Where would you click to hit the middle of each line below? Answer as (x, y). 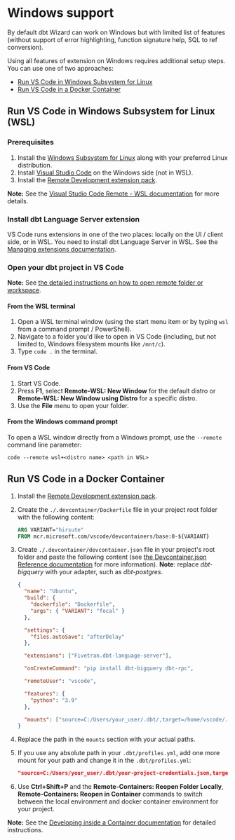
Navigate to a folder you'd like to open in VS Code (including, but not (116, 337)
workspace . (24, 290)
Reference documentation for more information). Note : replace (108, 564)
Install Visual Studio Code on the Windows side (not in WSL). (105, 172)
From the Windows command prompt (62, 421)
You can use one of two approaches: (60, 68)
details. (18, 201)
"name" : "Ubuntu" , (51, 591)
